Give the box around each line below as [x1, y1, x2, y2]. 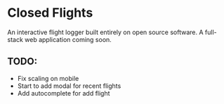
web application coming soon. [24, 35, 112, 43]
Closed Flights [7, 5, 93, 21]
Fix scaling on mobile [17, 74, 79, 82]
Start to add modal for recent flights [17, 82, 121, 90]
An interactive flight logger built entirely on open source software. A [7, 28, 204, 36]
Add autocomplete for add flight [17, 89, 110, 97]
